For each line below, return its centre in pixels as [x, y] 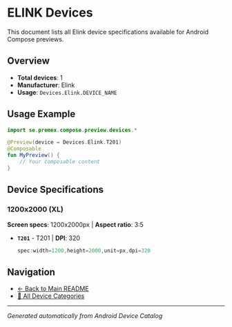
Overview [29, 61]
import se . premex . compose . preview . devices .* [72, 130]
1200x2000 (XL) [35, 209]
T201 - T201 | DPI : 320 [49, 238]
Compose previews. [36, 39]
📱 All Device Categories [51, 296]
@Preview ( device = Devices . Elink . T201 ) [65, 142]
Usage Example [41, 114]
